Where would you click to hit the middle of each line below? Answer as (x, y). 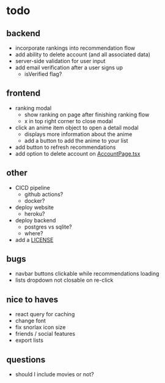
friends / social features (45, 334)
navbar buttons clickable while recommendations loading (87, 274)
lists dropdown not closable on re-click (64, 280)
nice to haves (32, 299)
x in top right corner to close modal (68, 121)
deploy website (34, 207)
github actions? (44, 194)
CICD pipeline (32, 188)
